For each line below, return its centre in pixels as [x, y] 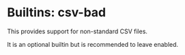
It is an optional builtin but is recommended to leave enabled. [93, 44]
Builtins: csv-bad [57, 13]
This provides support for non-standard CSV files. [77, 31]
